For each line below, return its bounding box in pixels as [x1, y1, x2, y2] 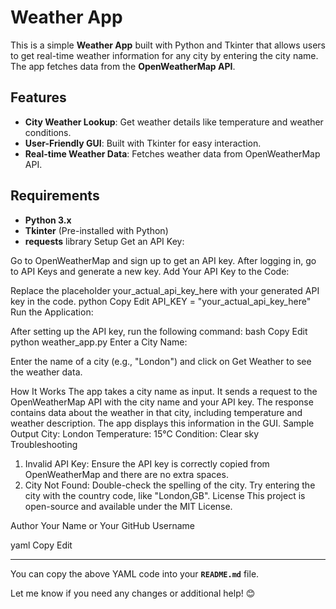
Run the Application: [10, 306, 94, 318]
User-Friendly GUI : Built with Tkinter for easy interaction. [24, 137, 262, 149]
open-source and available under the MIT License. [24, 500, 233, 512]
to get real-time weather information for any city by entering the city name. [10, 49, 319, 61]
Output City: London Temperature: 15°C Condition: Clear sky [10, 427, 260, 440]
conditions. [24, 126, 72, 138]
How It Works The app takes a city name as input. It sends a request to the [10, 385, 318, 397]
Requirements [10, 187, 100, 205]
